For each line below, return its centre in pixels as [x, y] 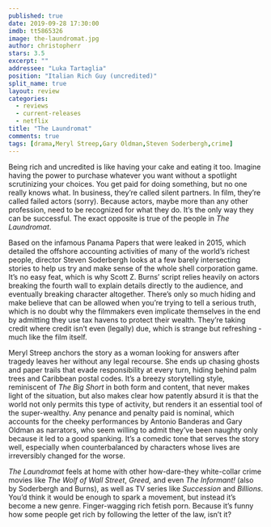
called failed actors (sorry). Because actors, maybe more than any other [128, 201]
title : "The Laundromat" [50, 129]
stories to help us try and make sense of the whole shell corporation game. [133, 268]
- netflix [32, 121]
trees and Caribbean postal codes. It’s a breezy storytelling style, [116, 378]
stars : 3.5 [27, 53]
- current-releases [49, 114]
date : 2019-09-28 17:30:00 [54, 23]
